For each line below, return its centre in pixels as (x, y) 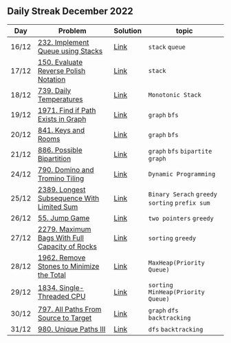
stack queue (167, 47)
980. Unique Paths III (71, 329)
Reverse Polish (62, 70)
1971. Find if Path (67, 110)
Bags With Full (61, 238)
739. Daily (54, 90)
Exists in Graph (62, 118)
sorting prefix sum (179, 203)
